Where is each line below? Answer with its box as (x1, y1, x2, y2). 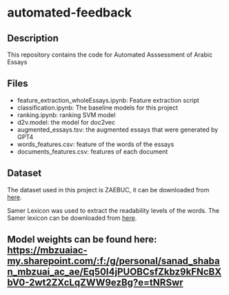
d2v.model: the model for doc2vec (17, 118, 116, 126)
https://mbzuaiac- (7, 245, 88, 256)
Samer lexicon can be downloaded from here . (7, 214, 137, 222)
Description (7, 32, 59, 44)
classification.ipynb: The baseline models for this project (17, 103, 178, 112)
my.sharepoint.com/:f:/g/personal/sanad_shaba (7, 255, 220, 267)
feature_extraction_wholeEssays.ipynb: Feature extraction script (17, 96, 200, 104)
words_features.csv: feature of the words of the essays (17, 140, 175, 148)
